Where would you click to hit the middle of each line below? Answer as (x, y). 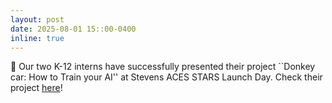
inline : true (37, 38)
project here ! (36, 88)
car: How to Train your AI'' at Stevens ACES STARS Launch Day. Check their (166, 77)
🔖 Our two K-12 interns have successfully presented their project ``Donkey (163, 67)
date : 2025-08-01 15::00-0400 (73, 29)
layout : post (37, 19)
